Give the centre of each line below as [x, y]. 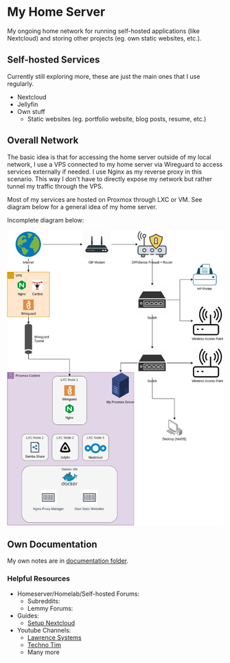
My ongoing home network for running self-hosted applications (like [104, 31]
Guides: [28, 616]
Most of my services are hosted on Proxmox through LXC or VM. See [105, 199]
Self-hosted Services [54, 60]
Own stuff [31, 111]
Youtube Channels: [44, 630]
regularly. [21, 84]
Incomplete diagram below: [46, 220]
